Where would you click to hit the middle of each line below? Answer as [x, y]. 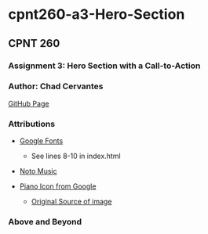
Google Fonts [41, 141]
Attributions [32, 124]
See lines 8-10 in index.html [76, 156]
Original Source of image [71, 202]
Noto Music [38, 171]
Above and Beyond [45, 222]
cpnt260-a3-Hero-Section [97, 14]
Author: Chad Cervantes [56, 86]
